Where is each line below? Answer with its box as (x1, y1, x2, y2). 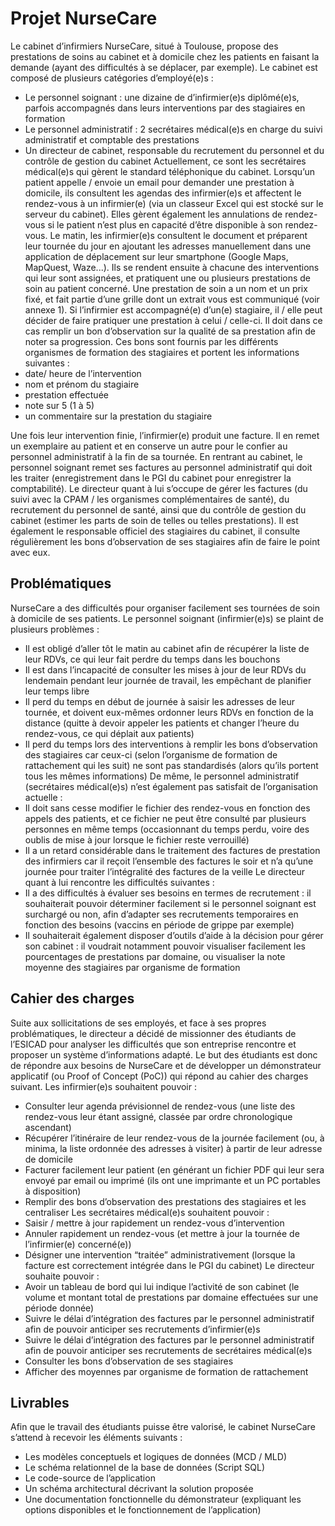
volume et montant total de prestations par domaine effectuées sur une (24, 1291, 319, 1303)
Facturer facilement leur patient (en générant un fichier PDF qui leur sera (24, 1163, 325, 1176)
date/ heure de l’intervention (24, 367, 142, 379)
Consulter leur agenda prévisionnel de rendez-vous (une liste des (24, 1100, 296, 1112)
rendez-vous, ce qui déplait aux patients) (24, 727, 195, 739)
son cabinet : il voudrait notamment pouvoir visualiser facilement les (24, 940, 307, 952)
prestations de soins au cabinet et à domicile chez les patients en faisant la (10, 50, 320, 62)
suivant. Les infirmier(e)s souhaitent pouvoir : (10, 1080, 197, 1092)
